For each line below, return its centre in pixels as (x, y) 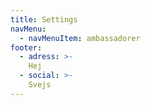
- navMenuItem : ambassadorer (80, 38)
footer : (26, 47)
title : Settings (44, 19)
